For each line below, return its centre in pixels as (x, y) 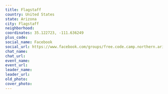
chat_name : (16, 51)
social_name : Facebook (29, 42)
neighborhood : (20, 28)
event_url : (16, 65)
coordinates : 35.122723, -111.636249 (44, 33)
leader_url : (17, 75)
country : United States (30, 14)
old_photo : (16, 79)
